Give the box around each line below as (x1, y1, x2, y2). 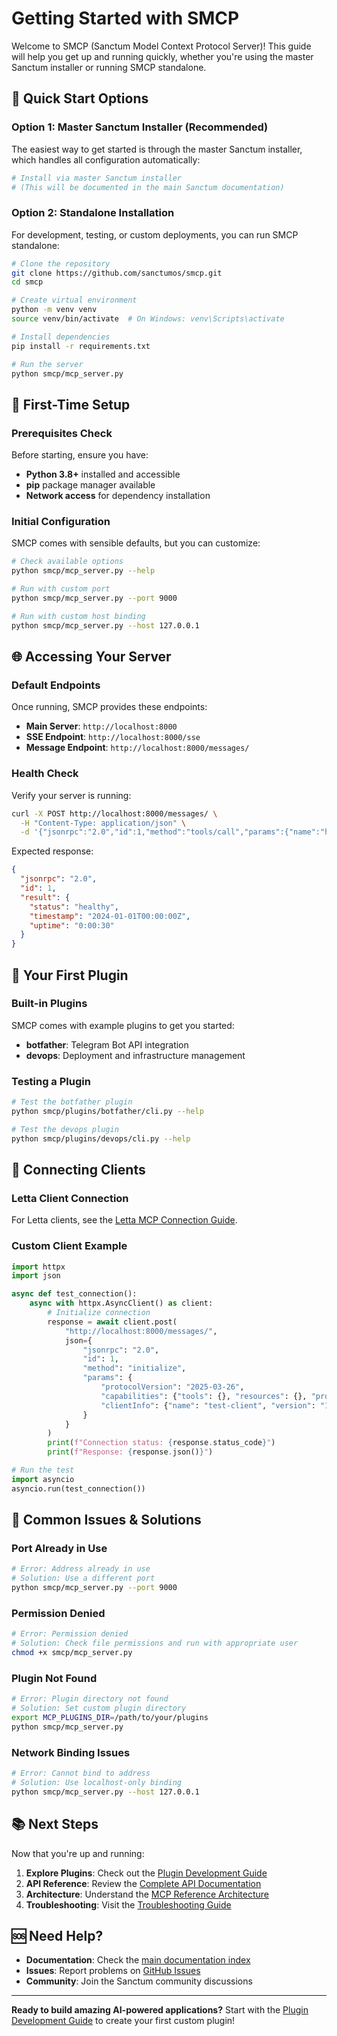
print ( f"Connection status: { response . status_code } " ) (47, 1438, 276, 1448)
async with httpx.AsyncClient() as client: (29, 1298, 214, 1309)
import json (11, 1271, 61, 1281)
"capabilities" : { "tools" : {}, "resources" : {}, (100, 1391, 308, 1401)
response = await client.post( (47, 1317, 178, 1327)
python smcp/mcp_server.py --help (11, 566, 156, 576)
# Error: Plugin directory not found (11, 1694, 169, 1704)
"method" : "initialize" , (82, 1363, 187, 1374)
